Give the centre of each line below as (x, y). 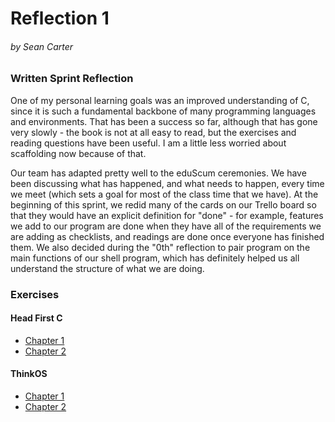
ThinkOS (29, 374)
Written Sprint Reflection (72, 79)
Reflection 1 (60, 18)
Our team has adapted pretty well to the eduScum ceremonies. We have (158, 173)
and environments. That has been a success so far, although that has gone (164, 121)
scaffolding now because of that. (78, 153)
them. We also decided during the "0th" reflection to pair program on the (160, 247)
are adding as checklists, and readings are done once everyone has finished (167, 236)
